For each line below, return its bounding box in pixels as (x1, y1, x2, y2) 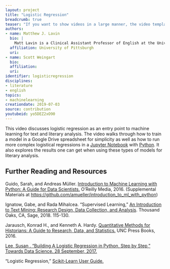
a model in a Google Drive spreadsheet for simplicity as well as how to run (5, 136, 160, 142)
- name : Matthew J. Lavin (5, 31, 60, 36)
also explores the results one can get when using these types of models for (5, 147, 163, 153)
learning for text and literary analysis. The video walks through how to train (5, 131, 162, 137)
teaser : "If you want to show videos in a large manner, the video (5, 21, 151, 27)
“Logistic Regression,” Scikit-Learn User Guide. (5, 258, 104, 264)
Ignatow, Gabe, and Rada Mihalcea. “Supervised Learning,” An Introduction (5, 201, 162, 207)
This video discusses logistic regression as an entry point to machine (5, 125, 149, 131)
